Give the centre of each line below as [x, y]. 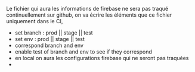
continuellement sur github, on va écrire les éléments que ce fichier [89, 15]
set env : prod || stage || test [50, 39]
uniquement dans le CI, [35, 21]
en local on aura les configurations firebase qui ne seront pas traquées [102, 58]
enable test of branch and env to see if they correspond [83, 52]
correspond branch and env [49, 45]
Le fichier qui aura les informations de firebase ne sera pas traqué [87, 9]
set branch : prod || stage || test [54, 33]
